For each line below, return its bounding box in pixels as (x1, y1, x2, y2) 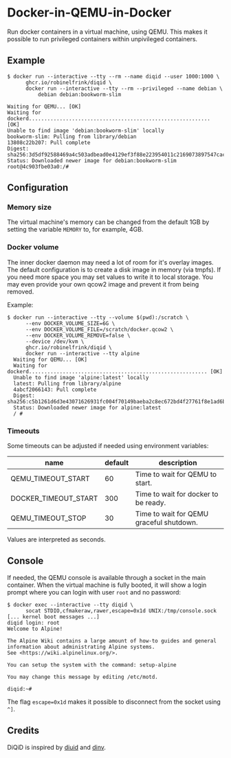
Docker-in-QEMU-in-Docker (7, 5, 172, 21)
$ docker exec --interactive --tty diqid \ (7, 601, 134, 608)
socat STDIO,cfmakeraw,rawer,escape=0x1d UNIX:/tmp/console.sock (25, 607, 217, 614)
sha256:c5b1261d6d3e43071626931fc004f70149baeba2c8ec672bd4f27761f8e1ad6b (7, 398, 226, 405)
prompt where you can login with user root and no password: (7, 588, 181, 596)
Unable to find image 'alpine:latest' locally (13, 374, 149, 381)
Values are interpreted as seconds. (7, 535, 107, 544)
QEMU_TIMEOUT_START (10, 474, 91, 484)
